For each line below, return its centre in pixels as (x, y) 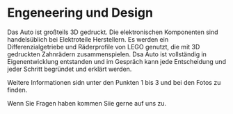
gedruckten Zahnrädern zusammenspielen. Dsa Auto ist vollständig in (107, 54)
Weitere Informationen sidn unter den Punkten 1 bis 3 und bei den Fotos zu (114, 82)
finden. (17, 90)
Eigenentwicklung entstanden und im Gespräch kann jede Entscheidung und (116, 61)
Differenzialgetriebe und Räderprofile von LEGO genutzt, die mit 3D (104, 47)
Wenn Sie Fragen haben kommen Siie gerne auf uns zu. (87, 103)
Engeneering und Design (80, 13)
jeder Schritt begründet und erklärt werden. (70, 69)
